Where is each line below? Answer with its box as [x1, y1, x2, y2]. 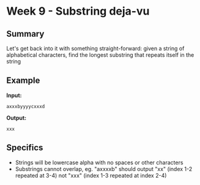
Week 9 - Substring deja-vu [6, 4, 150, 18]
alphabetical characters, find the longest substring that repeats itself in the [6, 51, 194, 59]
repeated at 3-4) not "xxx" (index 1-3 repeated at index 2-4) [15, 172, 167, 179]
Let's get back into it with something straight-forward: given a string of [6, 45, 185, 52]
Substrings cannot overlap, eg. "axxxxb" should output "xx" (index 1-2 [15, 165, 193, 172]
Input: [6, 92, 22, 99]
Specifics [6, 142, 43, 153]
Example [6, 75, 40, 86]
